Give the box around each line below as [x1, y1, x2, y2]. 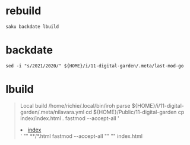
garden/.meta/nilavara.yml [20, 108, 84, 115]
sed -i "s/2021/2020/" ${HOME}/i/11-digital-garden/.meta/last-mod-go [5, 63, 184, 69]
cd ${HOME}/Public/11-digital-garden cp [85, 108, 185, 115]
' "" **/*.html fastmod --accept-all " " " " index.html [20, 132, 143, 140]
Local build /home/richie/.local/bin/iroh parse [20, 102, 131, 109]
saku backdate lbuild [5, 24, 59, 30]
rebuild [5, 4, 42, 18]
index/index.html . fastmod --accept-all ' [20, 114, 119, 122]
